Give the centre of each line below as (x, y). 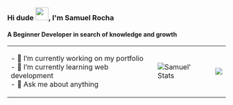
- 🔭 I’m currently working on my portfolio (77, 59)
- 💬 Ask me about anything (55, 84)
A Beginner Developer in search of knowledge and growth (92, 34)
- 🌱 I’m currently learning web (60, 67)
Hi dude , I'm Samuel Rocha (61, 17)
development (32, 76)
